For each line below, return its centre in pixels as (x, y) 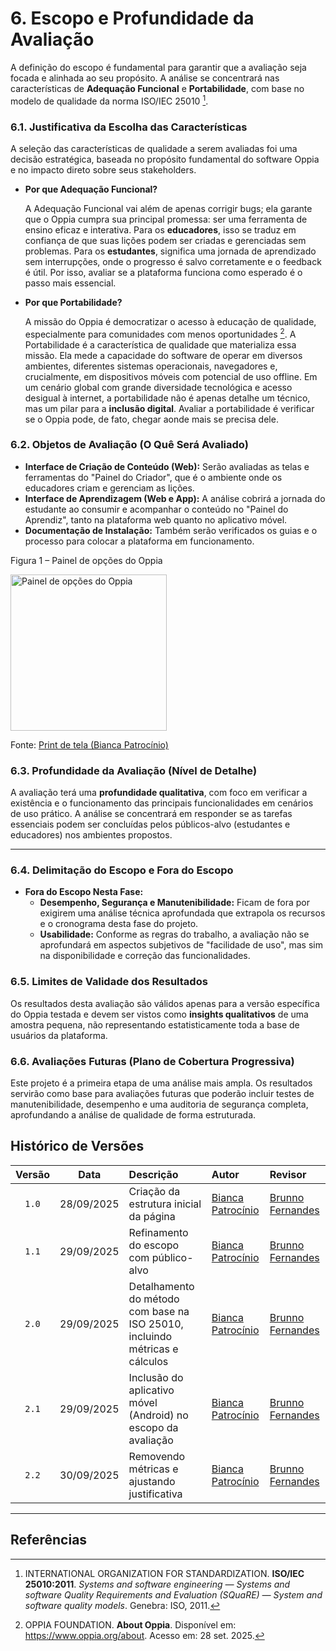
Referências (49, 1540)
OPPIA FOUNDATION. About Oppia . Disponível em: (130, 1624)
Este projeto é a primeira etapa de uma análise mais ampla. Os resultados (161, 1083)
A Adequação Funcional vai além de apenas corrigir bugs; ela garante (168, 208)
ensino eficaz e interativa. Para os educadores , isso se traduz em (160, 229)
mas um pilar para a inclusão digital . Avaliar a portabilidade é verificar (169, 408)
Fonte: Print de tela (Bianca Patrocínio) (89, 744)
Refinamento (158, 1232)
